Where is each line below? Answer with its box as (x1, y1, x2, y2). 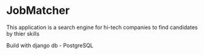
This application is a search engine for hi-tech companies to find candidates (6, 24, 198, 31)
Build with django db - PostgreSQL (6, 42, 93, 49)
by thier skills (6, 30, 40, 37)
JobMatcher (6, 4, 70, 18)
